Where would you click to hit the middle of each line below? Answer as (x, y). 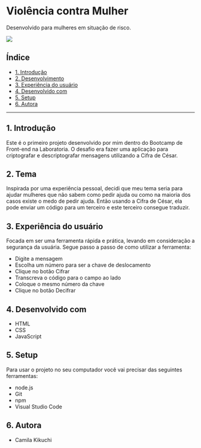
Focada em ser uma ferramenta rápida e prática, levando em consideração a (100, 241)
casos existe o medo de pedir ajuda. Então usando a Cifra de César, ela (94, 201)
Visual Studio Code (39, 406)
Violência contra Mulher (67, 11)
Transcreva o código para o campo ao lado (68, 278)
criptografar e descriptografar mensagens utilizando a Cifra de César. (92, 155)
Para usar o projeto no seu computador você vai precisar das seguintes (94, 370)
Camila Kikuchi (33, 440)
